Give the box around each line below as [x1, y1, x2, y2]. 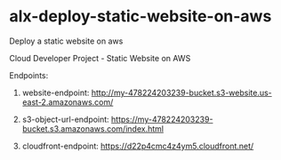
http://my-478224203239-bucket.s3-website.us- [91, 87, 273, 98]
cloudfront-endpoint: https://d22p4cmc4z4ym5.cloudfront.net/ [21, 140, 254, 151]
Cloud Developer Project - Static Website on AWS [9, 52, 191, 63]
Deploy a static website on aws [9, 36, 124, 46]
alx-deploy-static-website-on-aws [9, 6, 272, 27]
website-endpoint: [21, 87, 90, 98]
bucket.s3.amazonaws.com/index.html [21, 123, 165, 134]
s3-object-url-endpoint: [21, 114, 109, 124]
